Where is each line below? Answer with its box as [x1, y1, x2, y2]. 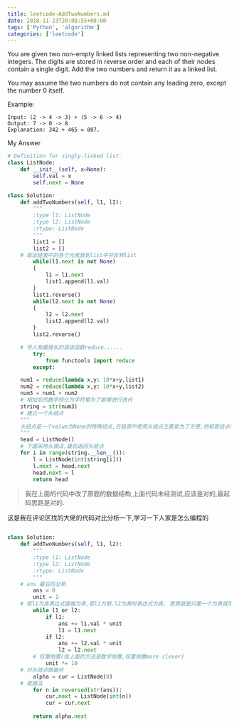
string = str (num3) [20, 403, 78, 410]
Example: [7, 100, 35, 109]
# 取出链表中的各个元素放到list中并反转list [20, 251, 137, 258]
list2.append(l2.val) [45, 318, 110, 325]
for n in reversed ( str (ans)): [33, 686, 122, 694]
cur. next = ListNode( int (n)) [45, 693, 132, 700]
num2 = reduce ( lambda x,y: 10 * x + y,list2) [20, 383, 144, 390]
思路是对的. [31, 498, 65, 507]
